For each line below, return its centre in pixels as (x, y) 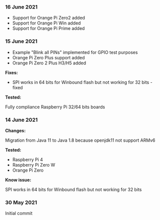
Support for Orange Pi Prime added (48, 28)
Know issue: (18, 180)
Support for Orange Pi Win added (46, 23)
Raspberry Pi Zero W (34, 165)
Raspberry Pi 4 (28, 159)
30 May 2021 (21, 202)
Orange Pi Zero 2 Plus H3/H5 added (49, 63)
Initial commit (19, 214)
